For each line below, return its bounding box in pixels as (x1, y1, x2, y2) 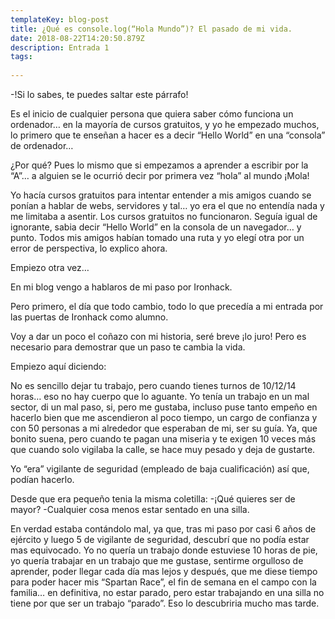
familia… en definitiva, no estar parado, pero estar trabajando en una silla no (10, 587, 325, 598)
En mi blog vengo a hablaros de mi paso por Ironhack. (10, 281, 233, 293)
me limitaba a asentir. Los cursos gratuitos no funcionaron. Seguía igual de (10, 211, 318, 222)
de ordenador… (10, 140, 74, 151)
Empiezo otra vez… (10, 262, 90, 273)
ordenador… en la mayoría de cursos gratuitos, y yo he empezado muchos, (10, 119, 320, 130)
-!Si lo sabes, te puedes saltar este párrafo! (10, 89, 189, 100)
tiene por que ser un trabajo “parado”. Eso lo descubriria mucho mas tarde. (10, 597, 320, 609)
